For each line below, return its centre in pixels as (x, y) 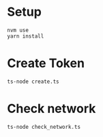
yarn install (26, 36)
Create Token (46, 63)
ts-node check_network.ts (44, 127)
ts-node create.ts (33, 82)
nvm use (18, 30)
